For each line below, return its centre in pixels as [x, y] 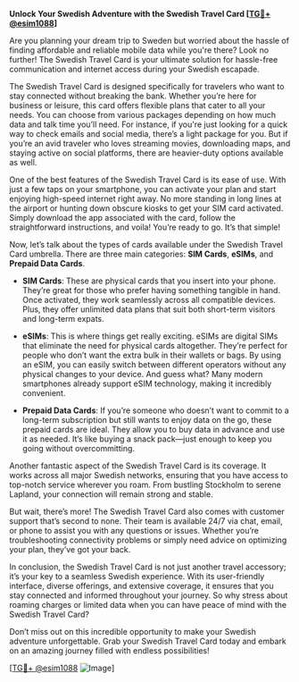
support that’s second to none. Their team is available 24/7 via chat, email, [146, 521]
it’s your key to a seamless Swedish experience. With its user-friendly [137, 576]
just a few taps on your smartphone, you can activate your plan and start [143, 189]
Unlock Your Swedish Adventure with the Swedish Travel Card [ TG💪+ [140, 14]
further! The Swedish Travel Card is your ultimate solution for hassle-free [144, 59]
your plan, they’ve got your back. [70, 549]
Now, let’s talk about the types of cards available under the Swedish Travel [146, 244]
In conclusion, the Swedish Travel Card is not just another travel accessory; [148, 567]
